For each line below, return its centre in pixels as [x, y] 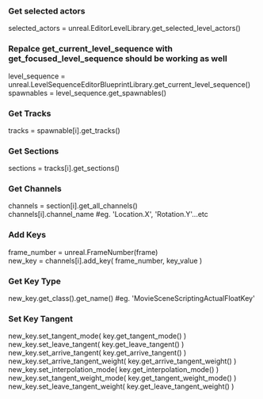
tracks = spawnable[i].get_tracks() [64, 130]
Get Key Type [34, 281]
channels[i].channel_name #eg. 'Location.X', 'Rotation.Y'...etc [108, 215]
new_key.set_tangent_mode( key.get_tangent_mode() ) [97, 336]
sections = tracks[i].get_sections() [64, 169]
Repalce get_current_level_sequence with [90, 49]
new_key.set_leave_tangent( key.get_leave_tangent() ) [96, 344]
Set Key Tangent [41, 319]
